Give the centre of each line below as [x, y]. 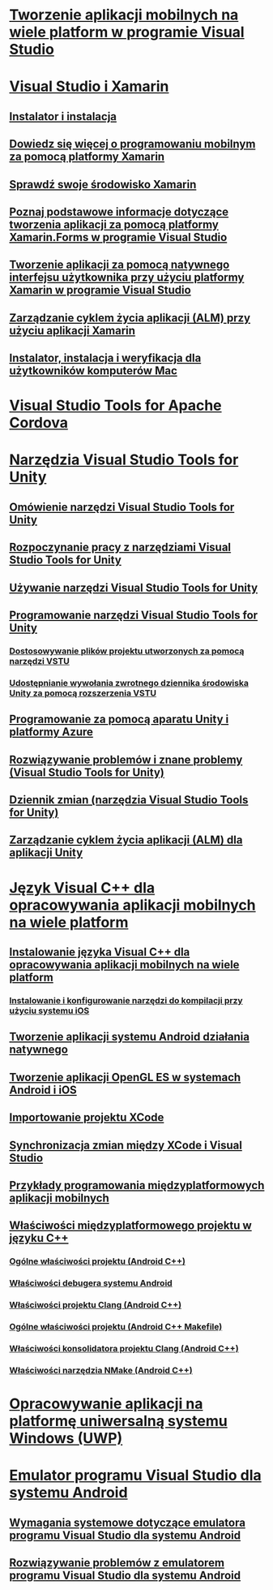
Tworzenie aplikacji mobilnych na [124, 15]
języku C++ [39, 1238]
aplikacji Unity [46, 853]
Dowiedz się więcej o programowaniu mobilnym [132, 144]
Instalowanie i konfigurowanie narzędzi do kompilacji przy [126, 1000]
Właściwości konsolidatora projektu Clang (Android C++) [124, 1348]
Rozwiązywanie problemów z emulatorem [117, 1563]
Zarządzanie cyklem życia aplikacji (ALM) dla [126, 840]
